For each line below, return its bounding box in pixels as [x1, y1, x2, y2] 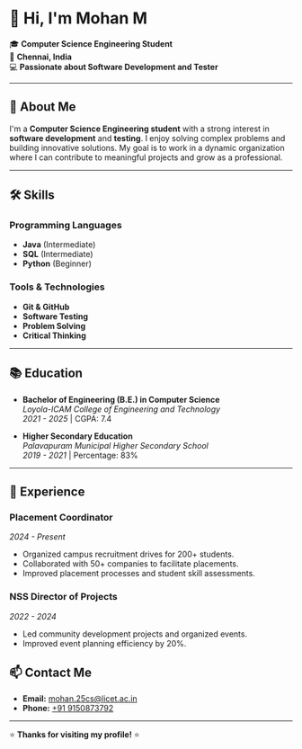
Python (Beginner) [22, 258, 93, 269]
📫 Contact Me [9, 664, 93, 680]
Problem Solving [22, 320, 86, 331]
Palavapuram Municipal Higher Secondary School [22, 440, 209, 450]
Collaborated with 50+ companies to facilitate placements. [22, 558, 240, 569]
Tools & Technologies [9, 281, 105, 293]
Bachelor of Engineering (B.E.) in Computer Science [22, 394, 220, 405]
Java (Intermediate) [22, 239, 96, 250]
